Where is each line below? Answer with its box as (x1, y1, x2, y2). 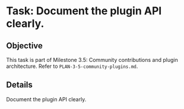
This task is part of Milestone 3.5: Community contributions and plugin (6, 57, 178, 63)
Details (6, 80, 33, 90)
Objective (6, 41, 43, 51)
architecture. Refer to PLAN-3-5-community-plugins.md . (6, 63, 138, 70)
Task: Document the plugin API (6, 4, 162, 18)
